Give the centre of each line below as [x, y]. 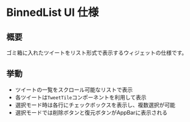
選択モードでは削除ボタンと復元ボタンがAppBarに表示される [91, 112]
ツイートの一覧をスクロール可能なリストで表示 [74, 90]
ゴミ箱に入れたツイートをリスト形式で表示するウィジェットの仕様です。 [97, 53]
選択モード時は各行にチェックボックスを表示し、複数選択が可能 [95, 105]
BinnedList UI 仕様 [53, 13]
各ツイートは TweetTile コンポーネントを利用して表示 [81, 97]
